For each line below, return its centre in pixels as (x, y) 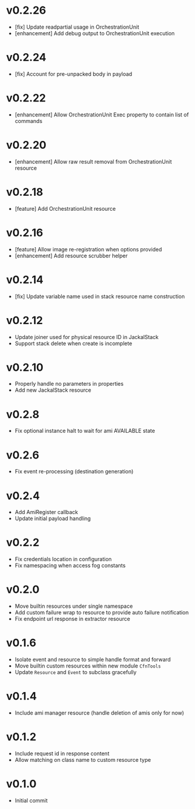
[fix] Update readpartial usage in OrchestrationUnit (77, 27)
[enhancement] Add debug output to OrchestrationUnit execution (95, 33)
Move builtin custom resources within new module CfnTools (88, 666)
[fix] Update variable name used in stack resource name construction (100, 296)
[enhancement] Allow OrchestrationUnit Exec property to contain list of (102, 115)
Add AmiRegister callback (46, 512)
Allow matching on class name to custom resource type (83, 759)
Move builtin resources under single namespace (74, 606)
